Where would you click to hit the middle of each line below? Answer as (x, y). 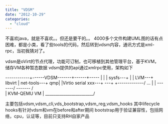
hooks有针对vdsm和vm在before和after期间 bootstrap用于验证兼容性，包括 (82, 110)
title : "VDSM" (20, 10)
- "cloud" (20, 24)
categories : (18, 19)
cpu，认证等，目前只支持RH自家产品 (52, 116)
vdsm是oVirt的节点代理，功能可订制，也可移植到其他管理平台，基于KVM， (82, 62)
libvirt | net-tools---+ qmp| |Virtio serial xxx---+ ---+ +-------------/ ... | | (81, 83)
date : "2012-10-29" (26, 14)
